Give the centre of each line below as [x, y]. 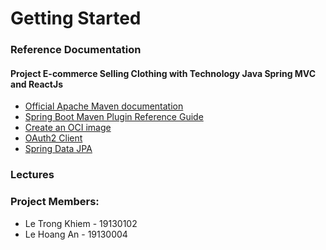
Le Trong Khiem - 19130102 [81, 223]
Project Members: [55, 202]
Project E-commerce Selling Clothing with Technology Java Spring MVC [163, 73]
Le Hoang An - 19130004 [76, 234]
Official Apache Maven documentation [104, 106]
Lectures [32, 175]
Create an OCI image [68, 128]
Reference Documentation [76, 50]
